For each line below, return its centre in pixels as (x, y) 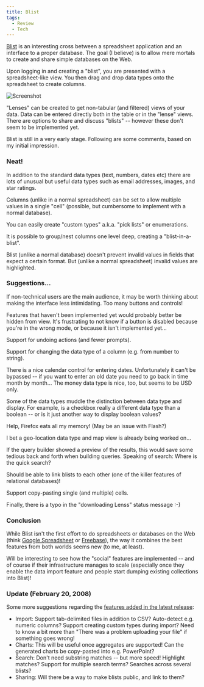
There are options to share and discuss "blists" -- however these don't (95, 121)
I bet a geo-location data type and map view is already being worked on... (99, 438)
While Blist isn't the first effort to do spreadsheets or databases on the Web (101, 534)
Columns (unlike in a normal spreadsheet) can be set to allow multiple (94, 200)
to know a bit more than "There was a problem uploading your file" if (101, 632)
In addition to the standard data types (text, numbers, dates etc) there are (98, 175)
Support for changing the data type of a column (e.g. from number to (93, 351)
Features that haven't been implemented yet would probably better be (94, 314)
